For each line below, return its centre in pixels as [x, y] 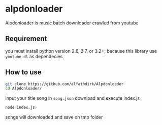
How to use [23, 72]
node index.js [20, 108]
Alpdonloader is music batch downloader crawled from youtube [72, 23]
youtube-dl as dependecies [34, 56]
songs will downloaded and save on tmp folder [54, 117]
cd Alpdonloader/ [24, 89]
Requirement [26, 39]
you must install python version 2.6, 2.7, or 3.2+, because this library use [81, 51]
